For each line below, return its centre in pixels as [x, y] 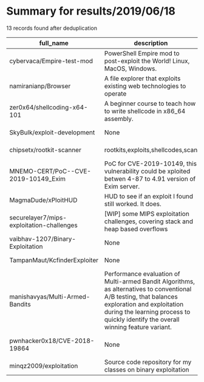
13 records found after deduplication [52, 28]
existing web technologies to [145, 86]
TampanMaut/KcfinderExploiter [54, 260]
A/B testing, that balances [141, 296]
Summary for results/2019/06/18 [91, 11]
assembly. [119, 119]
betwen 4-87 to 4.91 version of [150, 179]
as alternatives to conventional [148, 289]
